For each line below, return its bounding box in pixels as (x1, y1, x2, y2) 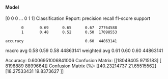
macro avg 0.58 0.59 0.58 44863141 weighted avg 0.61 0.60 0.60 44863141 (5, 47, 163, 54)
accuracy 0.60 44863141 (5, 39, 117, 44)
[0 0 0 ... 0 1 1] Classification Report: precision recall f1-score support (5, 15, 151, 21)
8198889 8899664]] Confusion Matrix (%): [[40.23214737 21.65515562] (5, 63, 157, 69)
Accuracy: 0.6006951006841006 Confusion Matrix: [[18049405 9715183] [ (5, 58, 162, 64)
